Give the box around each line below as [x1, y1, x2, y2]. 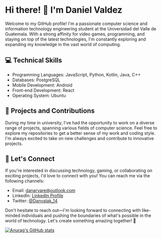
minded [5, 213, 21, 218]
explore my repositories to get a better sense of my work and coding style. [5, 130, 156, 136]
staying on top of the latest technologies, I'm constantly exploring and [5, 36, 146, 42]
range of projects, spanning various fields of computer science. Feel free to [5, 125, 158, 131]
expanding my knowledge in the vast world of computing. [5, 41, 121, 47]
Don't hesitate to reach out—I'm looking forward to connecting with [5, 208, 141, 214]
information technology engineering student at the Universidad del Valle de [5, 25, 157, 31]
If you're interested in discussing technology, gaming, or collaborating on [5, 167, 153, 173]
